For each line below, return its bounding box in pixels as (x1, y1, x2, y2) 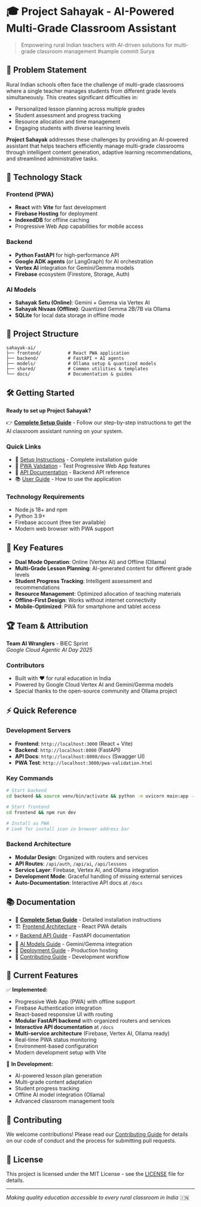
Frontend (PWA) (6, 190, 54, 199)
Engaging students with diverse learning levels (14, 124, 130, 132)
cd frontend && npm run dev (6, 809, 77, 815)
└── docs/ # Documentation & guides (6, 371, 133, 377)
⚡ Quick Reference (6, 705, 77, 715)
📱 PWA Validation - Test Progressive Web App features (14, 462, 151, 470)
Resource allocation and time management (14, 118, 121, 125)
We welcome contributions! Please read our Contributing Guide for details (6, 1131, 188, 1138)
